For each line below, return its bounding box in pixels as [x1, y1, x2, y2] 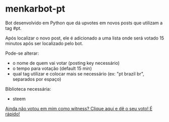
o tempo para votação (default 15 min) [12, 65, 92, 71]
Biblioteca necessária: [5, 86, 51, 92]
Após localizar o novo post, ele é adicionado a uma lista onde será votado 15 [5, 35, 164, 41]
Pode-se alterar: [5, 50, 39, 56]
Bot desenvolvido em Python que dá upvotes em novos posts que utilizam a [5, 20, 163, 26]
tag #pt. [5, 25, 22, 31]
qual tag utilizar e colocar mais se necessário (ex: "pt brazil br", [12, 70, 145, 76]
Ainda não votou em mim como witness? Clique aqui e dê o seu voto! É [5, 105, 153, 111]
